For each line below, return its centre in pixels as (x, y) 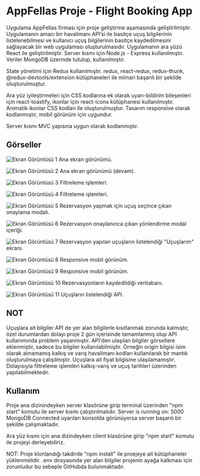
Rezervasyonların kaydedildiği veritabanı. (113, 283)
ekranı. (15, 248)
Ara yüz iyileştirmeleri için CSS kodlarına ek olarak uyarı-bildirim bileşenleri (99, 95)
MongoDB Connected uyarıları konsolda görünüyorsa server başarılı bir (94, 418)
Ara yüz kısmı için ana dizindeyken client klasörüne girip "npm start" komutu (100, 436)
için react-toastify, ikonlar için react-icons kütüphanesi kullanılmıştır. (90, 101)
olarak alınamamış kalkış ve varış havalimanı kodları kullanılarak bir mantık (97, 353)
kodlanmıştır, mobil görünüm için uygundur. (59, 114)
